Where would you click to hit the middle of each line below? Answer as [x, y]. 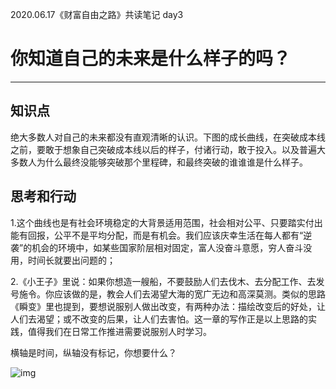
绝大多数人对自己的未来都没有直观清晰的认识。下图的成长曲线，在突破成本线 [168, 137]
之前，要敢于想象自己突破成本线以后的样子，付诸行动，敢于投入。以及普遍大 [168, 149]
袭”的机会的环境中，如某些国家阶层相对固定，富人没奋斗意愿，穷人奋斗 [157, 247]
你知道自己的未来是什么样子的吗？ [151, 59]
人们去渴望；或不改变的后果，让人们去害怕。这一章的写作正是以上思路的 [159, 319]
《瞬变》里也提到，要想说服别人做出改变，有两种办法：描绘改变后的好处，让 [168, 306]
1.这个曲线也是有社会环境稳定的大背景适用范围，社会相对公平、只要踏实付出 [166, 222]
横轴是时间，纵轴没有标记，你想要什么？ [93, 352]
